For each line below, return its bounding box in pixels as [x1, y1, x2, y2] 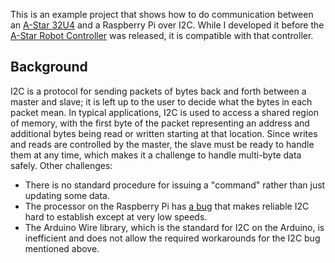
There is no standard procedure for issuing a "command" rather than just [24, 179, 326, 191]
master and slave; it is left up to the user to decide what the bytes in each [10, 95, 313, 108]
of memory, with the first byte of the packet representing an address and [10, 117, 310, 129]
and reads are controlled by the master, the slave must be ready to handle [10, 138, 315, 150]
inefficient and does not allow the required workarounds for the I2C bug [24, 232, 321, 244]
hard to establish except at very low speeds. [24, 210, 208, 223]
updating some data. [24, 189, 110, 201]
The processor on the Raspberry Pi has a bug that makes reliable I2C [24, 200, 310, 212]
